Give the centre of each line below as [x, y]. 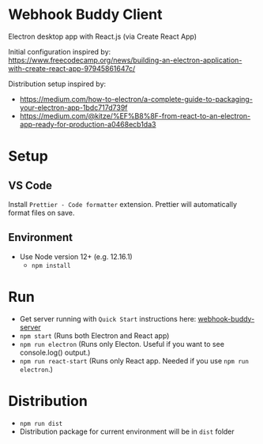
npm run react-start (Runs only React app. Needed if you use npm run [134, 360]
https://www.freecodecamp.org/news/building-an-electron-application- [125, 60]
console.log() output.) [55, 352]
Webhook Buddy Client [85, 15]
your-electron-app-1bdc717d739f [73, 107]
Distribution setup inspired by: [57, 84]
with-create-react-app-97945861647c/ [72, 68]
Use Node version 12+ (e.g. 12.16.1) [76, 256]
